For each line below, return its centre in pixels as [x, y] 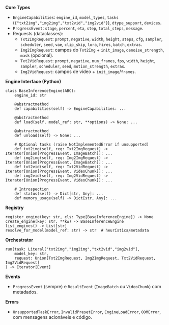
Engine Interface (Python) [33, 82]
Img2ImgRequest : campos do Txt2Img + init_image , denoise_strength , [92, 50]
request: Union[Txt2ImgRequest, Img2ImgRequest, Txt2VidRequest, [85, 258]
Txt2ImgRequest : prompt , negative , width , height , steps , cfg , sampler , [91, 39]
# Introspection [32, 189]
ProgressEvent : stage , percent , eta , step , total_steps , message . [78, 28]
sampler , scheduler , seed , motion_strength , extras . [73, 66]
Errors [12, 302]
